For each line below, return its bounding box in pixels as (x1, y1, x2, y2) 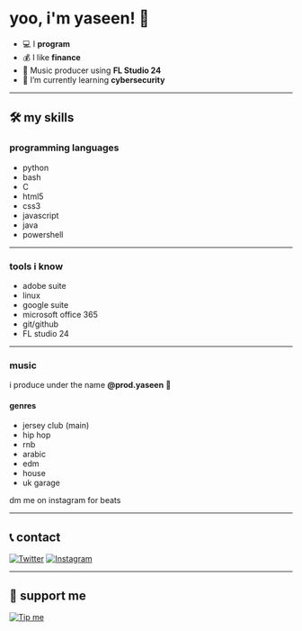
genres (9, 400, 37, 410)
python (22, 162, 49, 173)
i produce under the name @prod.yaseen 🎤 (9, 380, 172, 391)
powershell (22, 229, 64, 239)
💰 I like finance (22, 51, 81, 62)
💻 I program (22, 38, 70, 49)
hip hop (22, 429, 51, 440)
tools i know (9, 260, 64, 273)
